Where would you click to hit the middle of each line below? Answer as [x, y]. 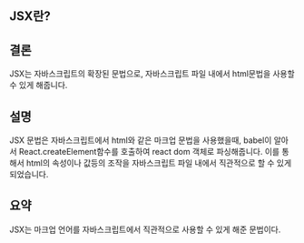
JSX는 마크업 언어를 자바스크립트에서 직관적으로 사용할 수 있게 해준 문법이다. [145, 229]
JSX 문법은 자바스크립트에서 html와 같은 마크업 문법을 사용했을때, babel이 [141, 140]
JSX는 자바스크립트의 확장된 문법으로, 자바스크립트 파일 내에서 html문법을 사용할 [152, 74]
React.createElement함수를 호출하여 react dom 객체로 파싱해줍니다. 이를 [149, 152]
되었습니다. [29, 175]
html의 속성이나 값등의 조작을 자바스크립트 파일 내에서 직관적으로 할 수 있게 [159, 163]
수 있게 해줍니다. [39, 86]
